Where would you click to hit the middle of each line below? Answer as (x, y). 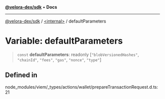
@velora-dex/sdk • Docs (31, 7)
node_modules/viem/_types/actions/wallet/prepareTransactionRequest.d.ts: (82, 87)
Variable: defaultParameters (64, 41)
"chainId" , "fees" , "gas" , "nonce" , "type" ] (59, 60)
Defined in (21, 75)
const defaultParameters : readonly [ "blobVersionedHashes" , (78, 54)
